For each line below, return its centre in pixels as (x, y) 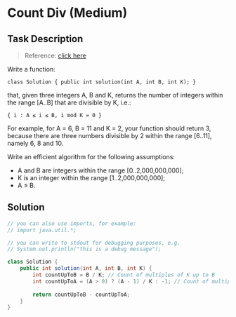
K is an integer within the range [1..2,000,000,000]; (91, 178)
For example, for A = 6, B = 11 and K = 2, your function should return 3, (109, 128)
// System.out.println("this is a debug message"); (84, 249)
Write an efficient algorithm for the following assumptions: (91, 157)
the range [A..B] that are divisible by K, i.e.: (69, 102)
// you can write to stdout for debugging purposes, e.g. (94, 243)
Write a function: (31, 69)
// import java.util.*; (42, 230)
